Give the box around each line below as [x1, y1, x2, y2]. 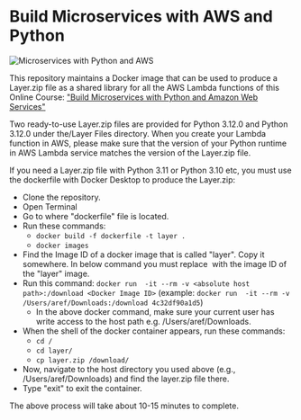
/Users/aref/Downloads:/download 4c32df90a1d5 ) [22, 297, 204, 308]
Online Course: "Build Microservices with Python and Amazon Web [9, 92, 259, 103]
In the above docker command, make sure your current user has [35, 306, 275, 317]
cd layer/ [35, 346, 74, 355]
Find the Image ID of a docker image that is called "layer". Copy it [22, 249, 265, 260]
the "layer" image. [22, 268, 90, 279]
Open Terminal [22, 201, 78, 212]
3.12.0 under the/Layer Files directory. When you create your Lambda [9, 128, 267, 139]
